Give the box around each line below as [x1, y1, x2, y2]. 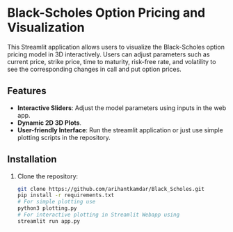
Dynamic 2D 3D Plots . [17, 118, 82, 127]
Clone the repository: [17, 172, 79, 180]
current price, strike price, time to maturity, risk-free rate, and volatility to [7, 57, 216, 65]
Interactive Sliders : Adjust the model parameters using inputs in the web [17, 103, 227, 112]
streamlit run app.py [17, 217, 80, 224]
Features [7, 85, 47, 97]
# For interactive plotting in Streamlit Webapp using [17, 211, 180, 219]
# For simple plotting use [17, 199, 96, 206]
